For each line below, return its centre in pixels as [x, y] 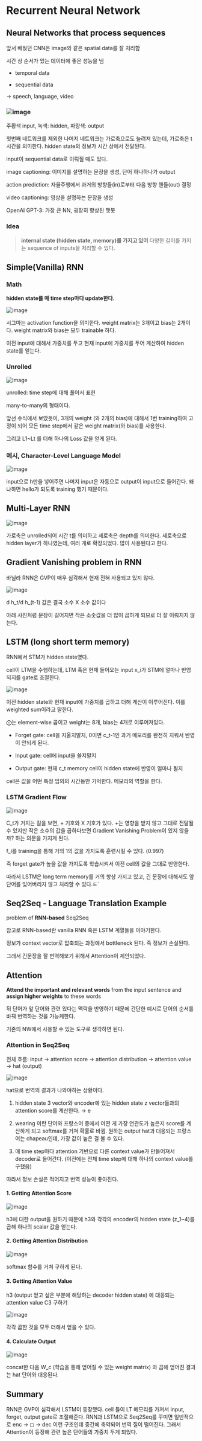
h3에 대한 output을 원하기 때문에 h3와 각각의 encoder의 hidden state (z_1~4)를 [101, 1219]
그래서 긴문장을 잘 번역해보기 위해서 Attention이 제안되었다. [76, 956]
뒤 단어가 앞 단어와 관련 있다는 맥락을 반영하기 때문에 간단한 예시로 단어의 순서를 [100, 1009]
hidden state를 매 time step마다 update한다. [61, 298]
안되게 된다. [35, 743]
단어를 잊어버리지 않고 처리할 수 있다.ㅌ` [53, 884]
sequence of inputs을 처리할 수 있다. [71, 248]
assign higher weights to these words [54, 996]
